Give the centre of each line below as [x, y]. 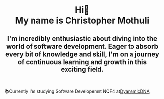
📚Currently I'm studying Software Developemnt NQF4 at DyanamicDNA [77, 91]
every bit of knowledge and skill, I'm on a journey [82, 54]
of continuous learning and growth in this [82, 62]
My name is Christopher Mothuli [82, 20]
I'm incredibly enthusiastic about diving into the [82, 39]
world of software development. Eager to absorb [82, 46]
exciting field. [82, 69]
